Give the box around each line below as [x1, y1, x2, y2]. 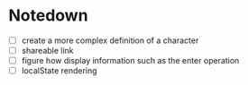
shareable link [21, 46, 74, 55]
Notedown [8, 5, 88, 26]
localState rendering [21, 65, 97, 76]
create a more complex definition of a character [21, 35, 199, 46]
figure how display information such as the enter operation [21, 55, 240, 66]
